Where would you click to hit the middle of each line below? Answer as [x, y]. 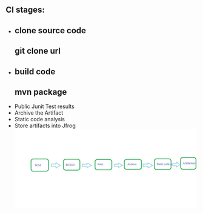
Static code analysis [39, 119]
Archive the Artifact [39, 113]
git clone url [38, 51]
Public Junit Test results [45, 106]
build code [35, 72]
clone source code [50, 30]
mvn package [41, 92]
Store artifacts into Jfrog [45, 126]
